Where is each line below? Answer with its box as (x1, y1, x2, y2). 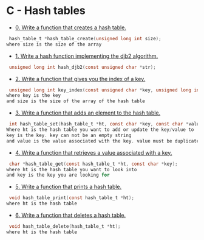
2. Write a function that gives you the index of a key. (15, 75, 146, 82)
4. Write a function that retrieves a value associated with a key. (15, 149, 172, 156)
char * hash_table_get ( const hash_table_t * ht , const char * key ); (8, 161, 178, 167)
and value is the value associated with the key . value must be (6, 138, 172, 144)
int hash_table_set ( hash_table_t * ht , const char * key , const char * (8, 121, 189, 127)
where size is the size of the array (6, 41, 102, 48)
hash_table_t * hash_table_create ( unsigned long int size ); (8, 35, 162, 41)
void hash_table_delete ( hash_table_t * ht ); (8, 224, 121, 230)
